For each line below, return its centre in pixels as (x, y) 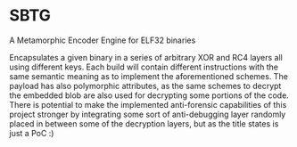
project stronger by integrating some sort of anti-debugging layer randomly (148, 114)
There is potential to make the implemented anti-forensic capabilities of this (148, 104)
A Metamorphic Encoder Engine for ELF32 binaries (103, 40)
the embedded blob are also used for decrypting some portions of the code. (149, 95)
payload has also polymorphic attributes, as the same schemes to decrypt (145, 86)
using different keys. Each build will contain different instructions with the (144, 67)
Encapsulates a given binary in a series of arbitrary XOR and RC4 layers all (146, 57)
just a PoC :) (32, 133)
